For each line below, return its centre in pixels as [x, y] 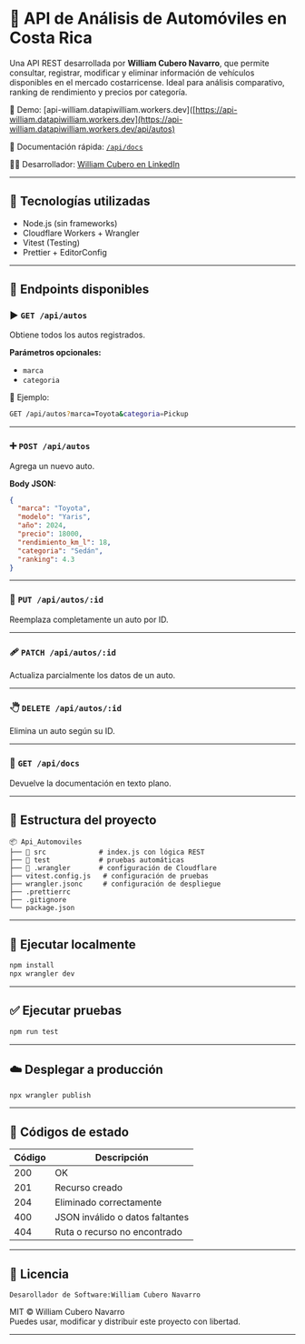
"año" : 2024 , [42, 526]
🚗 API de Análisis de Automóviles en [148, 19]
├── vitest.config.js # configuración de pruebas [109, 877]
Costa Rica [51, 38]
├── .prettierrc [40, 892]
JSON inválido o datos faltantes [122, 1218]
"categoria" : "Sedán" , [60, 551]
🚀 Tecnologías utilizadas [80, 201]
